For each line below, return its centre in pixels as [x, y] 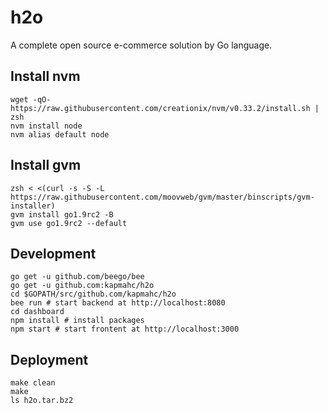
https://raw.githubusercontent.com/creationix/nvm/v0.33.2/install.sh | [165, 108]
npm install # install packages [77, 321]
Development [53, 253]
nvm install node [46, 126]
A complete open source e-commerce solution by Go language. [141, 45]
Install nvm [45, 76]
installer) [33, 206]
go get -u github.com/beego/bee [77, 277]
